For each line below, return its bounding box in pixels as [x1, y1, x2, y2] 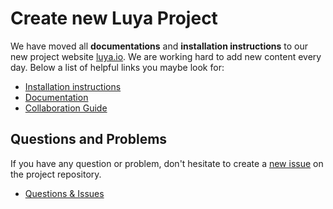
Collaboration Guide [24, 102, 108, 114]
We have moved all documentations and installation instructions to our [10, 40, 309, 52]
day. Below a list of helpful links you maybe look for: [10, 61, 225, 73]
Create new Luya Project [10, 7, 218, 30]
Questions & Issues [24, 187, 105, 199]
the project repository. [10, 168, 102, 180]
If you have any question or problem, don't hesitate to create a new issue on [10, 157, 324, 169]
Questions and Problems [10, 131, 168, 148]
